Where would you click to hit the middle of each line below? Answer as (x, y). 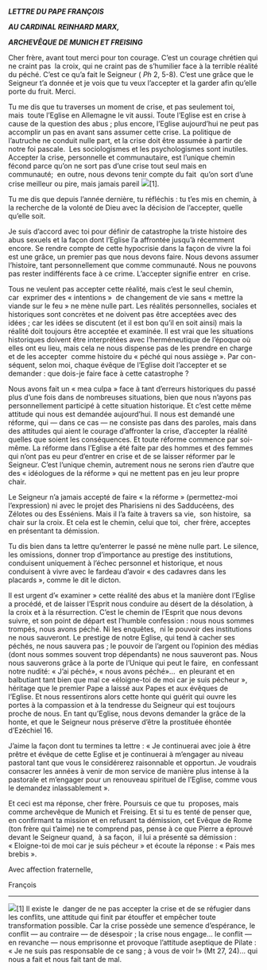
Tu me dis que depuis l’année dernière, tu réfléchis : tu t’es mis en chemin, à (133, 199)
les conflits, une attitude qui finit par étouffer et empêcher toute (112, 917)
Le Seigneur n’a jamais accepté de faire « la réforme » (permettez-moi (123, 497)
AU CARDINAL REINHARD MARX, (64, 27)
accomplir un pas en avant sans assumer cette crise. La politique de (120, 132)
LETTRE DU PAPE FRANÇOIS (56, 12)
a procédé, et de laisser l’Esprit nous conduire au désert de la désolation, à (131, 604)
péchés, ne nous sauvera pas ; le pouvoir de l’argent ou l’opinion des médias (133, 646)
